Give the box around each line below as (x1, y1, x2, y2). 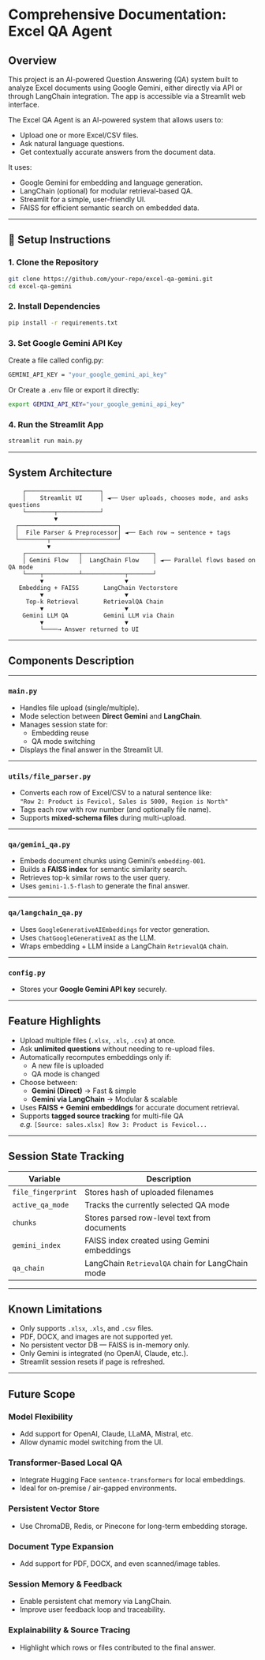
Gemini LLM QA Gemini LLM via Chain (22, 611, 175, 619)
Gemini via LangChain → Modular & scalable (31, 1094, 178, 1103)
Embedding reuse (31, 728, 89, 738)
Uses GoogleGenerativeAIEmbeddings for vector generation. (19, 924, 211, 933)
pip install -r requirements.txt (8, 318, 118, 327)
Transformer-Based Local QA (8, 1457, 123, 1468)
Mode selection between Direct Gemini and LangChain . (19, 711, 203, 720)
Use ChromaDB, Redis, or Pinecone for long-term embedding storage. (19, 1521, 248, 1530)
